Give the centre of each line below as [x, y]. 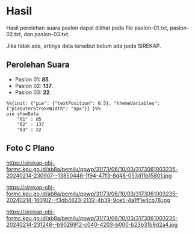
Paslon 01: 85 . [32, 79]
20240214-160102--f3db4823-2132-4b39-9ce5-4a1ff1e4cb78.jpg [88, 200]
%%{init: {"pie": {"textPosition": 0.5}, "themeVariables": [83, 103]
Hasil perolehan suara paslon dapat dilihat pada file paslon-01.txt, [88, 28]
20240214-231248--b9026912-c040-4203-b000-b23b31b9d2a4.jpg [92, 224]
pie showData [23, 114]
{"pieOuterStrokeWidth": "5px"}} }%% [54, 109]
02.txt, [14, 34]
